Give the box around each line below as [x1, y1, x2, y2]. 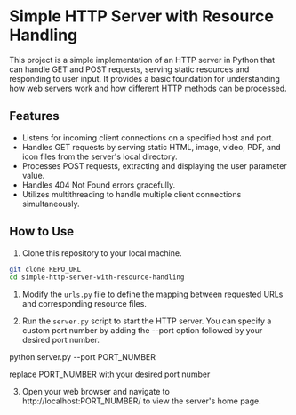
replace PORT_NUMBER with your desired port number [9, 369, 211, 379]
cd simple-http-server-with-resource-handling [9, 273, 185, 282]
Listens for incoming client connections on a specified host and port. [21, 132, 274, 143]
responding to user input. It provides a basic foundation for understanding [9, 73, 280, 84]
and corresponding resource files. [21, 299, 147, 309]
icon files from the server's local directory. [21, 151, 178, 162]
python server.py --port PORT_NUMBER [9, 352, 156, 363]
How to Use [9, 224, 75, 239]
